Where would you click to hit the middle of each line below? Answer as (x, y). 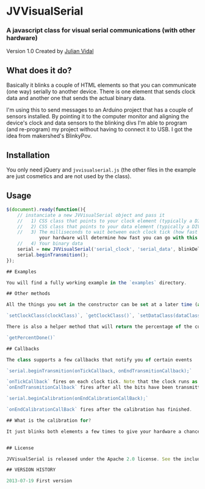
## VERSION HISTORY (31, 470)
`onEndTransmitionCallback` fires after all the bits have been (90, 388)
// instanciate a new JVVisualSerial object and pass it (91, 215)
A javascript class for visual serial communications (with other (101, 31)
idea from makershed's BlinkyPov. (49, 136)
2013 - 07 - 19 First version (39, 481)
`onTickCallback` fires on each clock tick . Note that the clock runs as (102, 382)
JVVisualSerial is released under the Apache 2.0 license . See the (94, 459)
